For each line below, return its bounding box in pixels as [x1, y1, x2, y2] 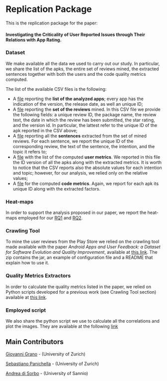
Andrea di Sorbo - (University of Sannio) [5, 370, 88, 376]
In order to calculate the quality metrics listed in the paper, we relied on [5, 283, 151, 290]
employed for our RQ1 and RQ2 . [18, 215, 83, 221]
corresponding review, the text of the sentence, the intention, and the [12, 143, 155, 149]
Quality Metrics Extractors [5, 272, 71, 279]
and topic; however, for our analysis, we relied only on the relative [12, 170, 148, 176]
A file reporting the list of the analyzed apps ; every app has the [12, 96, 144, 102]
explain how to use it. [5, 260, 49, 266]
